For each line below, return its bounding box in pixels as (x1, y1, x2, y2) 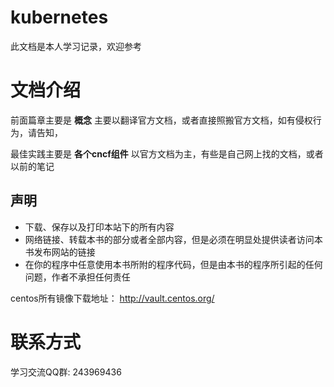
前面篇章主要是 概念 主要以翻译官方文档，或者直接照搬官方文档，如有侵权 (10, 114, 313, 126)
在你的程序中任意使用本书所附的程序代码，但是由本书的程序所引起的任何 (24, 258, 323, 270)
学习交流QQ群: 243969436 (10, 366, 122, 378)
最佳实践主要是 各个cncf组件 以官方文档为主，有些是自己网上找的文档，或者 (10, 147, 324, 160)
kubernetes (10, 6, 109, 29)
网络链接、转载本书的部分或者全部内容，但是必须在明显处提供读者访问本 (24, 233, 323, 245)
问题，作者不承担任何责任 (24, 271, 131, 283)
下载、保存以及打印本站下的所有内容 (24, 221, 175, 233)
